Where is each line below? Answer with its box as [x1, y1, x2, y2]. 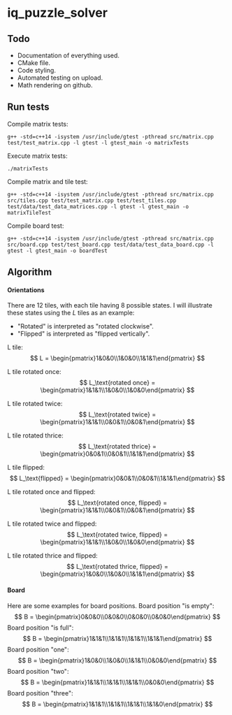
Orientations [7, 285, 45, 294]
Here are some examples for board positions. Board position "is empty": [7, 601, 215, 609]
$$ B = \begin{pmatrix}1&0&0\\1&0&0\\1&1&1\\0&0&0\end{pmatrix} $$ [17, 656, 217, 665]
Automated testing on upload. [17, 73, 103, 82]
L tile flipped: [7, 463, 45, 472]
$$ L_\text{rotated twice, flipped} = [66, 530, 168, 539]
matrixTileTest [7, 209, 52, 216]
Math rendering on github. [17, 81, 93, 89]
